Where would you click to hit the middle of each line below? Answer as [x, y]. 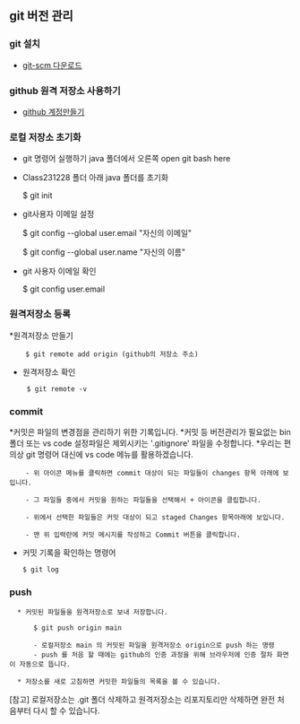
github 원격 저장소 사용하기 [65, 91]
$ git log [41, 569]
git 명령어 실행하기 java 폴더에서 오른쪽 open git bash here [126, 159]
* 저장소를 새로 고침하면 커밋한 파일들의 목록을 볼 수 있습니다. [119, 682]
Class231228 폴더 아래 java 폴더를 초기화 [95, 178]
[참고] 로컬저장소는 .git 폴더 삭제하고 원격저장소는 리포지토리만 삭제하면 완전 [142, 700]
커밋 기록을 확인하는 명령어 [69, 552]
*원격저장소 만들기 [41, 336]
